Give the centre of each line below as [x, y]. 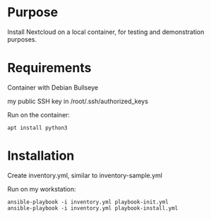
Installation [41, 156]
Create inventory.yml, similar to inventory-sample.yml [85, 175]
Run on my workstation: [42, 189]
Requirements [49, 68]
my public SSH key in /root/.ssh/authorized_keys [78, 101]
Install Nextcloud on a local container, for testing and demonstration [106, 32]
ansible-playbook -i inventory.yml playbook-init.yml [88, 202]
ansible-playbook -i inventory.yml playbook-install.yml [93, 208]
